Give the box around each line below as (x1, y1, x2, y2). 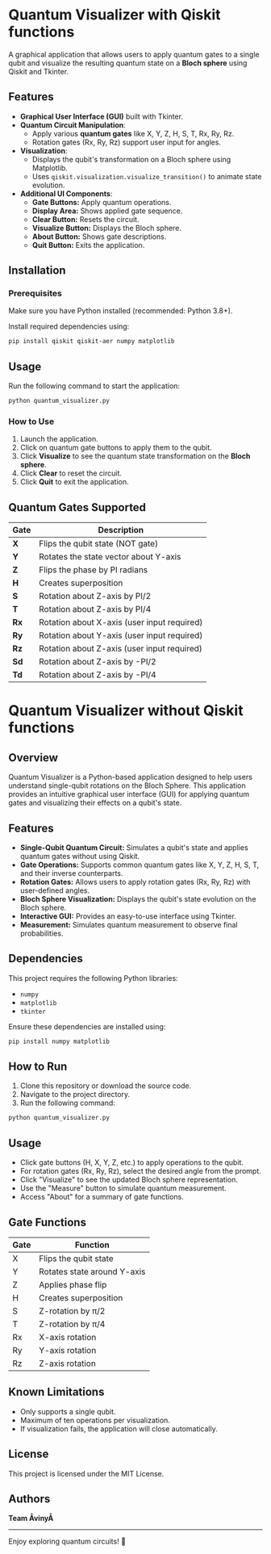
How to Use (8, 416, 55, 427)
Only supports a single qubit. (19, 1406, 116, 1416)
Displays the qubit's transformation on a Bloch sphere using (31, 154, 231, 164)
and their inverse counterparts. (19, 868, 123, 878)
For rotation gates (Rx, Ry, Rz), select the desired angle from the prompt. (19, 1167, 262, 1176)
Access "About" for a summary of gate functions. (19, 1192, 184, 1202)
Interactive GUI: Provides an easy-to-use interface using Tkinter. (19, 911, 236, 921)
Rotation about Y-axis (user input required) (39, 630, 203, 641)
